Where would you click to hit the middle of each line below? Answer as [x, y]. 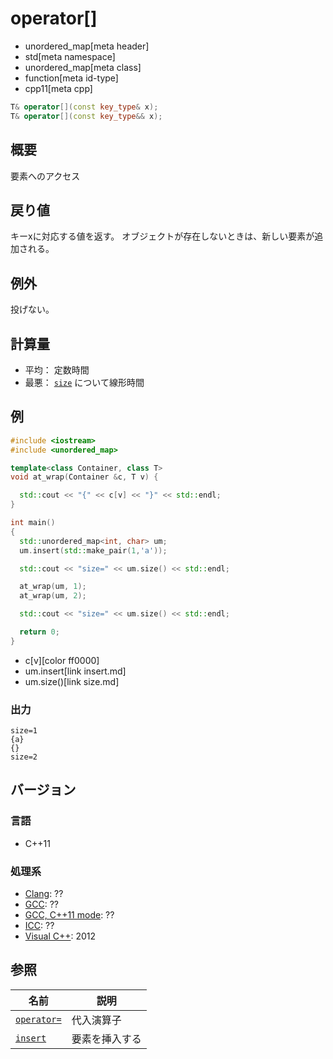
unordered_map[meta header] [87, 46]
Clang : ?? [44, 894]
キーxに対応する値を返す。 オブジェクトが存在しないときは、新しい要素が [162, 236]
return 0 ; [39, 632]
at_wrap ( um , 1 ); [53, 587]
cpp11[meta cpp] [58, 88]
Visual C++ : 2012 [60, 936]
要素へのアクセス [45, 176]
